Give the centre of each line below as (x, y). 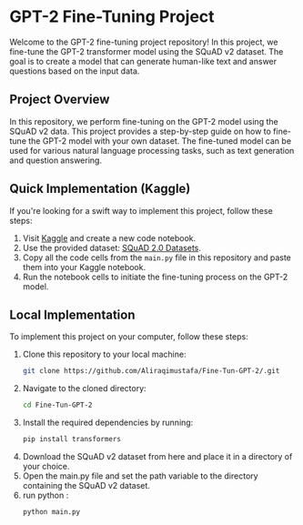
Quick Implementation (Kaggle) (100, 189)
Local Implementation (72, 314)
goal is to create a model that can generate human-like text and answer (143, 61)
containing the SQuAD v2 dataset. (86, 485)
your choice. (46, 466)
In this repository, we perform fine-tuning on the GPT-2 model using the (144, 121)
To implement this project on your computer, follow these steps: (129, 337)
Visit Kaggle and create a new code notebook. (109, 237)
